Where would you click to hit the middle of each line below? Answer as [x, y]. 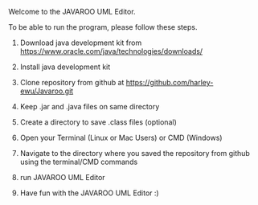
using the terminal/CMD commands [79, 162]
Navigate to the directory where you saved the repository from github [135, 153]
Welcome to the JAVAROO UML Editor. [72, 12]
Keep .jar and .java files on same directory [90, 107]
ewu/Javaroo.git [47, 91]
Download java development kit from [81, 43]
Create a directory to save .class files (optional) [98, 122]
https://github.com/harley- [170, 82]
